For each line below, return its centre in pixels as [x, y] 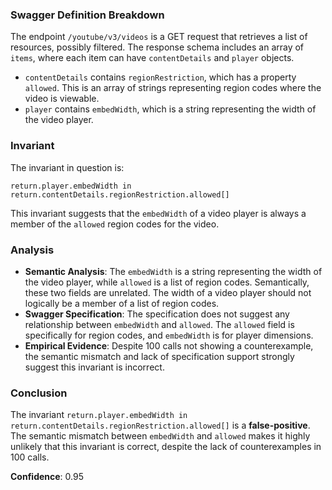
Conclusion [39, 393]
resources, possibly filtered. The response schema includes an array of [157, 47]
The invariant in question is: [67, 167]
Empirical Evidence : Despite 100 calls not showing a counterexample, [169, 345]
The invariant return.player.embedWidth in [99, 415]
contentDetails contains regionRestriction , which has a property [160, 77]
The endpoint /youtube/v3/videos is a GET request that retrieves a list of [159, 37]
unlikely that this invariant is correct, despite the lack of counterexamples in [166, 447]
